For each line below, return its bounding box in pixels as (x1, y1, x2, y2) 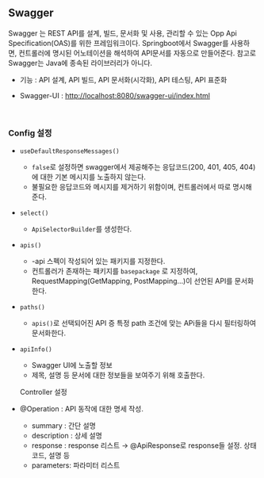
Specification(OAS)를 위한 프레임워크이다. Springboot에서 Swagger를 (8, 38, 229, 48)
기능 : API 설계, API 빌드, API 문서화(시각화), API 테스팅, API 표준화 (19, 75, 228, 84)
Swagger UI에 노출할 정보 (31, 361, 113, 370)
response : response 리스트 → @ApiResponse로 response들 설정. (31, 441, 243, 450)
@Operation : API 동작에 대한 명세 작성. (19, 404, 144, 414)
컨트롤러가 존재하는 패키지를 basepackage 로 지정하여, (31, 266, 198, 276)
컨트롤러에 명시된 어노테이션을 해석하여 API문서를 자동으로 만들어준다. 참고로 (18, 48, 256, 58)
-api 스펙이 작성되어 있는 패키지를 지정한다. (31, 257, 166, 266)
